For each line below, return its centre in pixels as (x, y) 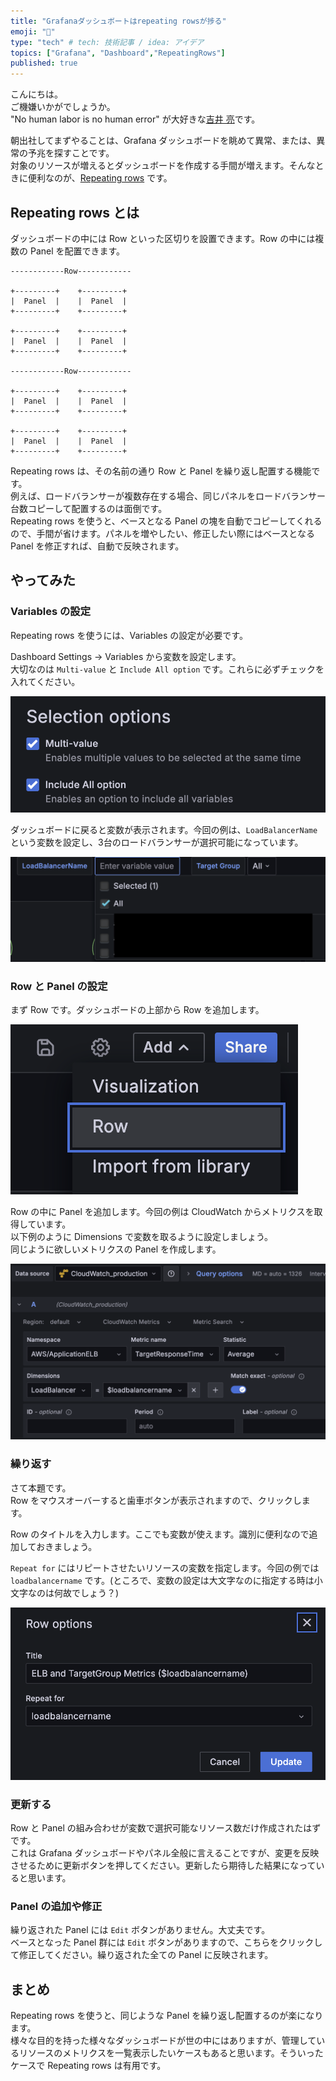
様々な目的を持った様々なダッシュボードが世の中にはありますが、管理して (163, 2041)
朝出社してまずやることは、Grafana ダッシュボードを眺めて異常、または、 (163, 141)
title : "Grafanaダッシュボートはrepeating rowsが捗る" (118, 21)
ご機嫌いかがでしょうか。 (63, 107)
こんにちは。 (36, 94)
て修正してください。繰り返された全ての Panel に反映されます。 (142, 1955)
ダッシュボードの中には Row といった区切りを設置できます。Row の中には (163, 238)
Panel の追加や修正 (56, 1906)
